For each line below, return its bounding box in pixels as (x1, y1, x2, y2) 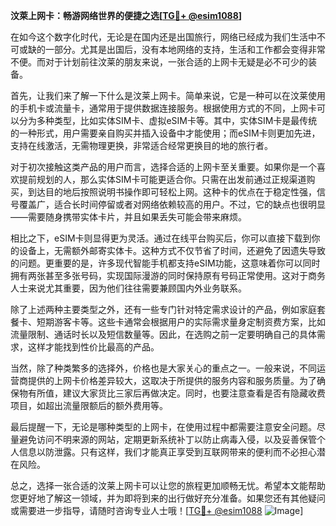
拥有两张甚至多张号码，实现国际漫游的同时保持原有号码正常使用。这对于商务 (10, 270, 326, 281)
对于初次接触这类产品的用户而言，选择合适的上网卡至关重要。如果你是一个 (10, 161, 317, 173)
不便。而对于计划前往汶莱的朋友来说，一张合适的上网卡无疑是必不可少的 (10, 56, 308, 68)
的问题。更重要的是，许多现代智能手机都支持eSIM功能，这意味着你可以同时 (10, 257, 321, 269)
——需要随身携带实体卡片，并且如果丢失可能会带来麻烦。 (10, 211, 247, 223)
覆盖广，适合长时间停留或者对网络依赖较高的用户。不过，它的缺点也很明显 (18, 199, 326, 210)
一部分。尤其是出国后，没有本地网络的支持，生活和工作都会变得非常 (44, 44, 326, 55)
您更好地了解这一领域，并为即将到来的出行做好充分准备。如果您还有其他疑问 (10, 492, 326, 504)
